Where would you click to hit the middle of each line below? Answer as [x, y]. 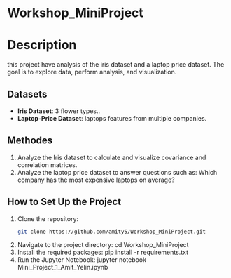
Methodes [30, 141]
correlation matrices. [47, 165]
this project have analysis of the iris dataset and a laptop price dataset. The [116, 65]
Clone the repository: [48, 218]
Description [42, 45]
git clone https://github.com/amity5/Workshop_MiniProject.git [112, 232]
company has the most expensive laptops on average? [96, 180]
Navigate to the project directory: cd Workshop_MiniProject [103, 245]
